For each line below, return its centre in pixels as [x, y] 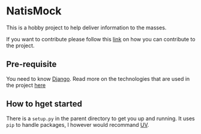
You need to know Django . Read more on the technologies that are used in [98, 78]
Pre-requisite [31, 64]
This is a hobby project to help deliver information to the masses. [86, 28]
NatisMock [34, 11]
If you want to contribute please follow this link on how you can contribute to [101, 39]
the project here [26, 85]
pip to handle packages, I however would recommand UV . [78, 124]
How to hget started [44, 104]
